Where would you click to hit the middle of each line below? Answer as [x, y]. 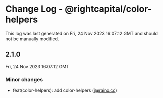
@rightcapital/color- [108, 9]
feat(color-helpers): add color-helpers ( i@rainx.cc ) [65, 90]
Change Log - [34, 9]
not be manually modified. [32, 39]
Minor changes [24, 79]
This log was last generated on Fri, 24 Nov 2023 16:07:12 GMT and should [81, 33]
